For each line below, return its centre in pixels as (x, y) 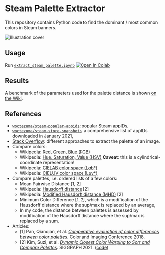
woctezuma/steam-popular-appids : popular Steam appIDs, (70, 126)
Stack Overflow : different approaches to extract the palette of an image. (86, 141)
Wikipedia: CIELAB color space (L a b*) (59, 168)
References (23, 113)
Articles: (21, 226)
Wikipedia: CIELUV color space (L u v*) (59, 173)
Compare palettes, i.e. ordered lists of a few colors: (65, 179)
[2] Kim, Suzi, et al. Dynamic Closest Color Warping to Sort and (85, 242)
